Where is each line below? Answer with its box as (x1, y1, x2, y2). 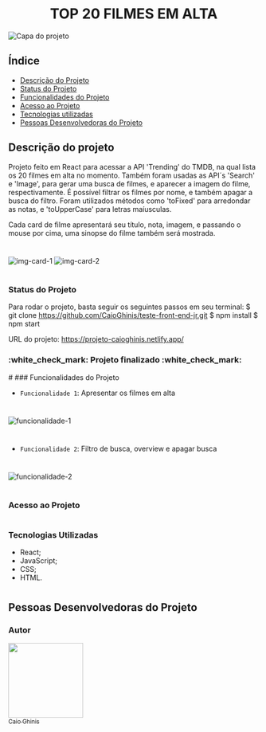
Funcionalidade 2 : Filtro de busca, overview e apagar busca (19, 444, 217, 453)
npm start (8, 319, 41, 329)
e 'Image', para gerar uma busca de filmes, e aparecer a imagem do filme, (8, 178, 251, 188)
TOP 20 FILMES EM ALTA (49, 5, 218, 23)
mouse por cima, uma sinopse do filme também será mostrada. (8, 228, 216, 237)
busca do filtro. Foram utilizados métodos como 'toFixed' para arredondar (8, 196, 251, 206)
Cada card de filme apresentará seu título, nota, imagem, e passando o (8, 220, 241, 229)
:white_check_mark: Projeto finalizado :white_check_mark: (8, 354, 242, 366)
